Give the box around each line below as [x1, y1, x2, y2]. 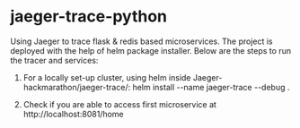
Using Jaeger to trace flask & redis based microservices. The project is [10, 36, 273, 47]
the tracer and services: [10, 55, 99, 65]
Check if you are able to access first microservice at [22, 98, 216, 109]
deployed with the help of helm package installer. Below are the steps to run [10, 45, 291, 55]
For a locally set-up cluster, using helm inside [22, 72, 191, 82]
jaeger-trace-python [10, 6, 167, 27]
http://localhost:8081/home [22, 108, 124, 119]
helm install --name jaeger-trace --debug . [132, 81, 290, 92]
